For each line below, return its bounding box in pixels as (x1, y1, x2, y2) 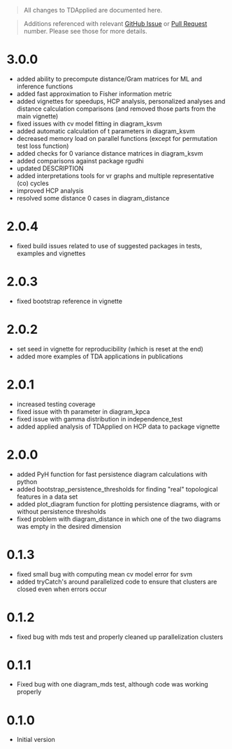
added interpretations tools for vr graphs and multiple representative (16, 171, 215, 180)
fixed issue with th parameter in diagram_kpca (16, 407, 150, 416)
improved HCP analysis (16, 186, 85, 195)
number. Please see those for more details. (23, 27, 147, 35)
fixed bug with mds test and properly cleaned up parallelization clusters (16, 633, 224, 641)
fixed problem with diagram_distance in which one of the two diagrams (16, 515, 222, 523)
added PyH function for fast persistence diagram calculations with (16, 470, 208, 478)
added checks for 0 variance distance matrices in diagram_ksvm (16, 149, 203, 157)
